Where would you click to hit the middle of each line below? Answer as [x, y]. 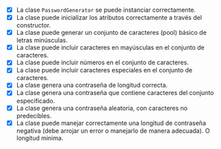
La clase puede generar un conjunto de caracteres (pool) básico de [111, 33]
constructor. [34, 25]
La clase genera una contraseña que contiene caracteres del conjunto [115, 93]
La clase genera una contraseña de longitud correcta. [92, 85]
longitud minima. [40, 138]
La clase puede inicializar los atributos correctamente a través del [109, 18]
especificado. [36, 100]
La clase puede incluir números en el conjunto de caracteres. [102, 63]
